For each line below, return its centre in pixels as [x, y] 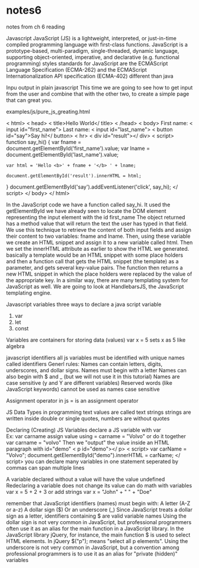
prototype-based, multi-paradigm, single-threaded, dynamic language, [93, 50]
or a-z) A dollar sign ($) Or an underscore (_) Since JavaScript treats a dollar [99, 509]
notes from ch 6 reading [36, 27]
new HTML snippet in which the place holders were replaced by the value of [99, 274]
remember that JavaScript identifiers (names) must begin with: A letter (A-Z [98, 503]
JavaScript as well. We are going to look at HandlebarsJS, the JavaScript [95, 286]
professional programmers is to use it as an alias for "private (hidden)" [92, 553]
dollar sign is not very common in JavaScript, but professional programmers [99, 522]
